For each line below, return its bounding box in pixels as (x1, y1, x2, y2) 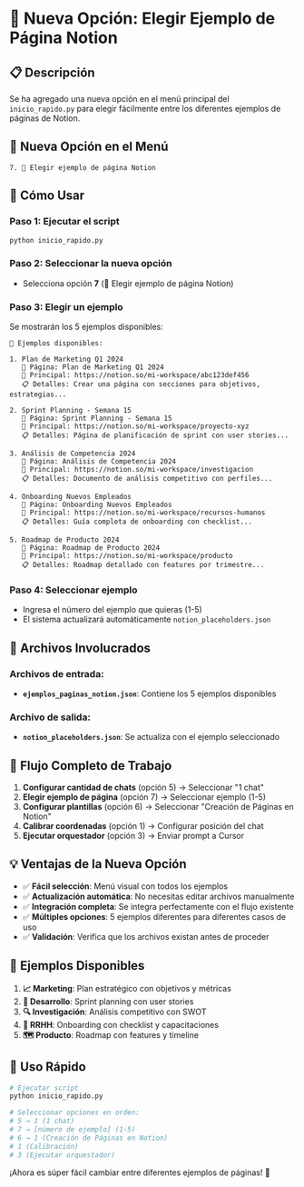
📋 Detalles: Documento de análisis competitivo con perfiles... (21, 474, 273, 483)
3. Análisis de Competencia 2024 (9, 449, 136, 458)
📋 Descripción (9, 65, 95, 80)
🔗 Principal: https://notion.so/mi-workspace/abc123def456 (21, 370, 250, 380)
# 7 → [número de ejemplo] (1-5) (9, 1125, 136, 1134)
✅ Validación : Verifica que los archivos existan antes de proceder (22, 931, 270, 942)
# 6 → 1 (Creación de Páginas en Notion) (9, 1133, 169, 1142)
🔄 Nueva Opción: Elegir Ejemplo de (9, 8, 276, 29)
